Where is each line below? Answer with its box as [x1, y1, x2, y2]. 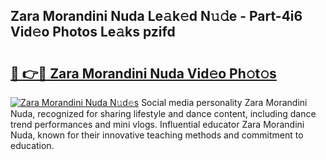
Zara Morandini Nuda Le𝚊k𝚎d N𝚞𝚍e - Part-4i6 [10, 8, 303, 25]
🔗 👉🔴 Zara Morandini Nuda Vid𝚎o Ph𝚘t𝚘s [10, 65, 277, 82]
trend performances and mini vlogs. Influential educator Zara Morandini [10, 119, 305, 130]
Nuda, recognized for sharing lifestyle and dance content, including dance [10, 108, 317, 119]
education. [10, 140, 55, 151]
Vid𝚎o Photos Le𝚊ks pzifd [10, 24, 176, 41]
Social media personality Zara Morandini [141, 97, 308, 108]
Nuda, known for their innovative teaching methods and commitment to [10, 129, 304, 141]
